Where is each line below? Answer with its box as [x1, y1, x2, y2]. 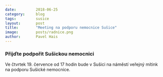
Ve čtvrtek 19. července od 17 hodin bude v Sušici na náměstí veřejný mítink [5, 61, 158, 67]
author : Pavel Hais [5, 35, 58, 39]
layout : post [5, 20, 45, 26]
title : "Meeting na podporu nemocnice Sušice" [5, 25, 117, 30]
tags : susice [5, 16, 49, 21]
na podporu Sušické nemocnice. [5, 67, 70, 73]
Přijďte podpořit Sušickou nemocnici [5, 50, 94, 57]
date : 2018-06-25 [5, 7, 58, 12]
